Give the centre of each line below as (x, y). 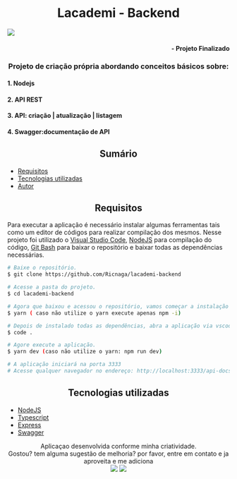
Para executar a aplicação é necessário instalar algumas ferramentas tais (114, 225)
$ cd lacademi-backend (41, 294)
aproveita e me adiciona (119, 461)
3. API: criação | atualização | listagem (65, 116)
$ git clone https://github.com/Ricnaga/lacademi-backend (94, 274)
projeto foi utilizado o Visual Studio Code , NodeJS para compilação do (110, 240)
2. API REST (25, 99)
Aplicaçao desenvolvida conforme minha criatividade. (119, 446)
